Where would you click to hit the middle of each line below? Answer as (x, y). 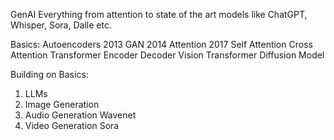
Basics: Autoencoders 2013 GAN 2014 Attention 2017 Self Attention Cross (161, 44)
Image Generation (62, 104)
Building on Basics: (49, 74)
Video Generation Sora (72, 125)
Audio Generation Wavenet (80, 115)
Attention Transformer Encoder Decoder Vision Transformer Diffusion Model (167, 55)
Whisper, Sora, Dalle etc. (61, 25)
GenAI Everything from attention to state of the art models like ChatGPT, (159, 14)
